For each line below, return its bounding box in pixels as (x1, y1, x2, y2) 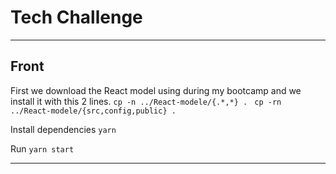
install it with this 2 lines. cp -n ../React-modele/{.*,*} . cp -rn (10, 95, 282, 107)
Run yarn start (10, 142, 75, 155)
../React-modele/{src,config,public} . (10, 106, 177, 116)
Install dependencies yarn (10, 123, 117, 135)
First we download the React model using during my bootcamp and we (10, 84, 302, 96)
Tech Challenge (10, 6, 143, 29)
